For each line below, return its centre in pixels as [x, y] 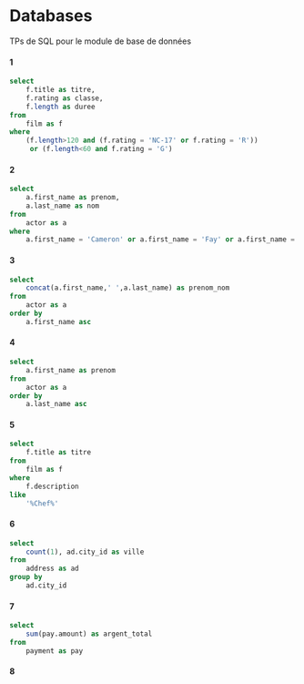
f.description [52, 486]
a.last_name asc [57, 404]
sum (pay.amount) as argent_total [89, 634]
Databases [51, 16]
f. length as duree [61, 107]
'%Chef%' [42, 503]
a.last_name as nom [63, 206]
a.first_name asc [59, 322]
